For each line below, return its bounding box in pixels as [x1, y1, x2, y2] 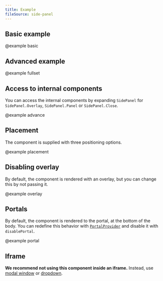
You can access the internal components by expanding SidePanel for [5, 97, 143, 103]
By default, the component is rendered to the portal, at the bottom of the [5, 218, 150, 224]
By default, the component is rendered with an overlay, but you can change [5, 176, 157, 182]
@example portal [5, 238, 40, 244]
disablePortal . [5, 229, 35, 234]
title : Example [5, 7, 36, 12]
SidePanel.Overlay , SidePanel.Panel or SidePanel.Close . [5, 102, 119, 108]
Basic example [5, 30, 50, 38]
